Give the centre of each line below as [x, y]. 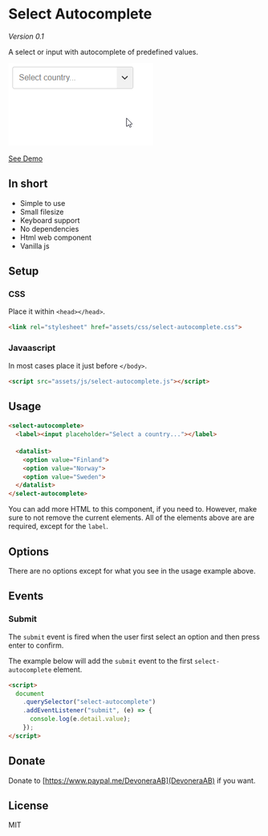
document [30, 694]
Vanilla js [35, 245]
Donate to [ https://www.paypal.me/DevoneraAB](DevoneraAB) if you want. [132, 780]
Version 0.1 [26, 36]
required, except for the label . [58, 526]
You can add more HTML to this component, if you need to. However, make [133, 509]
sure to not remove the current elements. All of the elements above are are [132, 518]
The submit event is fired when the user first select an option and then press [134, 636]
